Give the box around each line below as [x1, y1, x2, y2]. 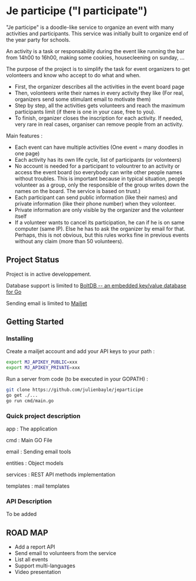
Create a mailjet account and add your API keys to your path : [6, 348, 155, 355]
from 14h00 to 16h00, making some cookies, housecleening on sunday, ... [6, 54, 185, 61]
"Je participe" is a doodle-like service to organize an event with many [6, 24, 174, 31]
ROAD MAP [6, 527, 48, 538]
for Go [6, 288, 22, 295]
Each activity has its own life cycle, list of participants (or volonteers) [14, 156, 182, 163]
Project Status [6, 255, 60, 265]
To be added [6, 511, 37, 518]
